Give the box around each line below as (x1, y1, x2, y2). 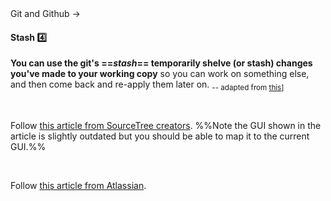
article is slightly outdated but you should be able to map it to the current (10, 130, 310, 142)
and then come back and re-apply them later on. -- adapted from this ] (10, 78, 285, 92)
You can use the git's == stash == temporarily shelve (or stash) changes (10, 57, 313, 69)
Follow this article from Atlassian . (10, 180, 147, 191)
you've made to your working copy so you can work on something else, (10, 68, 310, 80)
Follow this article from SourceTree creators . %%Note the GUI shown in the (10, 120, 322, 131)
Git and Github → (10, 8, 81, 19)
